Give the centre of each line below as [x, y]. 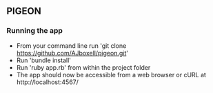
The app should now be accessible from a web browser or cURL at [111, 75]
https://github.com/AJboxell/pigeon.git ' [72, 53]
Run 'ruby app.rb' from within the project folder [83, 67]
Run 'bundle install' [44, 60]
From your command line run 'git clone [71, 45]
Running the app [35, 31]
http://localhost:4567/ [47, 82]
